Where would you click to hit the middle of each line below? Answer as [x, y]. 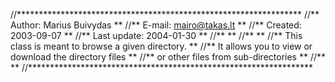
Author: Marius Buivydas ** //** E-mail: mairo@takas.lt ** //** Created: [156, 25]
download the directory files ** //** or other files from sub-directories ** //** [168, 57]
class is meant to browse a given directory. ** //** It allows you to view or [161, 46]
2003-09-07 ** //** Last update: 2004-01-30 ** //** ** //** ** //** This [156, 35]
